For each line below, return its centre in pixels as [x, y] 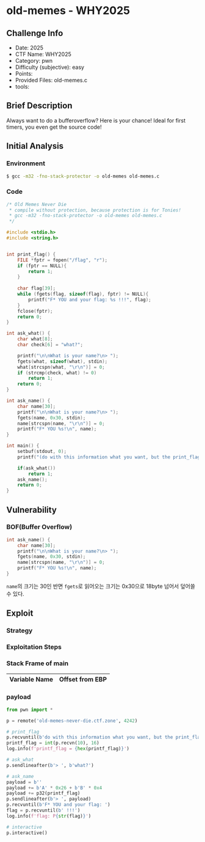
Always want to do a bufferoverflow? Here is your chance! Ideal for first [96, 120]
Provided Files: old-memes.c [51, 80]
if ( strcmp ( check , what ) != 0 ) [57, 373]
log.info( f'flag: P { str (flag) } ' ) [49, 816]
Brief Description [39, 106]
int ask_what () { [28, 334]
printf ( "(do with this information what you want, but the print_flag [109, 457]
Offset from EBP [83, 679]
